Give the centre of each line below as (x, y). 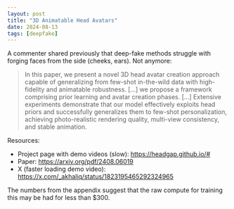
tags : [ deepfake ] (33, 33)
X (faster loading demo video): (61, 169)
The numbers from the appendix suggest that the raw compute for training (115, 190)
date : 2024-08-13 (33, 27)
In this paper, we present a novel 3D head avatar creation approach (122, 75)
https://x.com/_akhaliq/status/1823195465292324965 (96, 177)
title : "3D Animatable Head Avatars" (63, 20)
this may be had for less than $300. (59, 198)
